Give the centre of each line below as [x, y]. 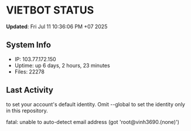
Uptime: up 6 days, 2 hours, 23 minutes [62, 65]
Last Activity [30, 90]
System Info [29, 45]
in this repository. [27, 110]
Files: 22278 [30, 72]
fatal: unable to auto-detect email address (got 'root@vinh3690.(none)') [93, 122]
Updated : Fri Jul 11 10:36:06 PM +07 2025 [57, 26]
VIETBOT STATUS [50, 10]
